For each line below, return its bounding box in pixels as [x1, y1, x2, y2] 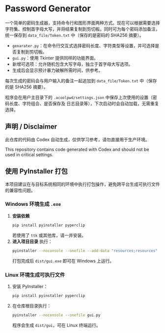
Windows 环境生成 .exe [5, 200, 61, 207]
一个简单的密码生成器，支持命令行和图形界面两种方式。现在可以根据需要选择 [5, 20, 160, 26]
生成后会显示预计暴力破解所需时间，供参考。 [12, 67, 103, 73]
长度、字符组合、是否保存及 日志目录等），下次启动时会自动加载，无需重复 [9, 100, 159, 106]
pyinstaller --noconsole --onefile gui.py [12, 312, 101, 318]
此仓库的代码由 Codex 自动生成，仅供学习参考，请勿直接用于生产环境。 [5, 136, 150, 142]
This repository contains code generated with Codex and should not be [5, 146, 149, 152]
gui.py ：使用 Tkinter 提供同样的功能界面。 [12, 55, 98, 61]
